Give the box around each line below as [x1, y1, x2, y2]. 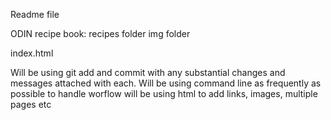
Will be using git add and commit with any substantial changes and [10, 67, 286, 78]
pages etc [10, 99, 52, 110]
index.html [10, 47, 54, 59]
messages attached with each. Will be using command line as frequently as [10, 77, 322, 89]
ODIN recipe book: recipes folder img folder [10, 28, 191, 39]
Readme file [10, 9, 60, 20]
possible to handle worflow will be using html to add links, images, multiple [10, 88, 318, 99]
